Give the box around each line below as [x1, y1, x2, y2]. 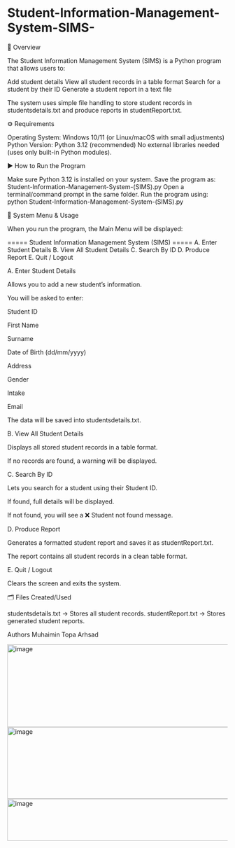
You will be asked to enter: [7, 293, 84, 302]
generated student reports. [7, 616, 85, 625]
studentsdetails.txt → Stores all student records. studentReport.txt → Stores [7, 609, 226, 618]
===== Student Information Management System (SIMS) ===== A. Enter [7, 238, 218, 246]
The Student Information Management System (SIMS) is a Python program [7, 56, 222, 64]
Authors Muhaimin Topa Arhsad [7, 630, 99, 639]
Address [7, 361, 31, 370]
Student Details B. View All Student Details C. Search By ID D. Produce [7, 245, 210, 253]
